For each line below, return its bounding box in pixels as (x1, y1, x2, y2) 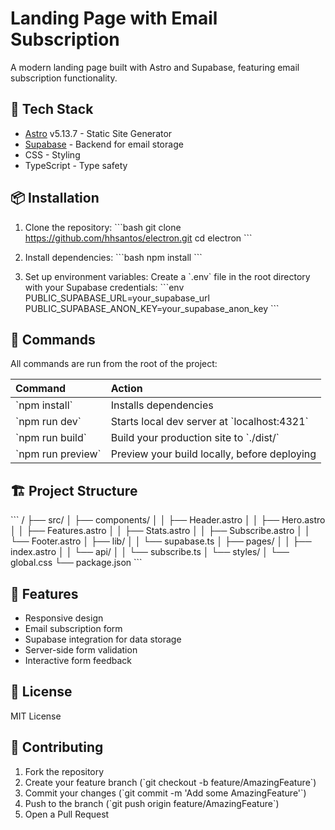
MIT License (10, 710, 62, 722)
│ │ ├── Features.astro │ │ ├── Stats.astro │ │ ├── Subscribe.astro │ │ (10, 525, 311, 537)
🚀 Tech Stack (10, 101, 94, 118)
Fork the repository (24, 765, 105, 777)
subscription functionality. (10, 72, 118, 84)
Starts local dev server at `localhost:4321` (110, 415, 309, 429)
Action (110, 382, 143, 396)
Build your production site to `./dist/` (110, 431, 280, 445)
